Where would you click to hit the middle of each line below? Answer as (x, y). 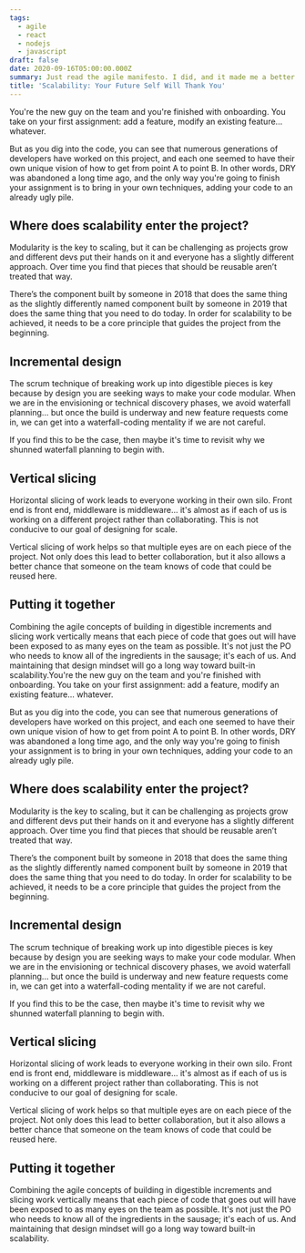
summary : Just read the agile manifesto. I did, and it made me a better (152, 77)
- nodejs (34, 43)
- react (32, 35)
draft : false (34, 60)
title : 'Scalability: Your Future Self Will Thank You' (117, 86)
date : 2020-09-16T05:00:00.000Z (71, 69)
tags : (20, 18)
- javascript (42, 52)
